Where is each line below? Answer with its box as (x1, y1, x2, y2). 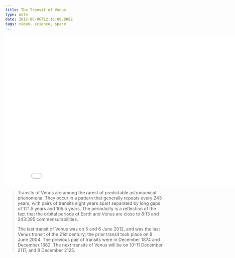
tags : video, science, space (5, 21, 66, 27)
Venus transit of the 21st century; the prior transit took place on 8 (17, 231, 153, 237)
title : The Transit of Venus (5, 7, 66, 13)
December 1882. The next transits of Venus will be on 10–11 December (17, 242, 163, 248)
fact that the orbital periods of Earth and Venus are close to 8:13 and (17, 211, 159, 217)
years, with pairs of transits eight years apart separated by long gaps (17, 200, 161, 206)
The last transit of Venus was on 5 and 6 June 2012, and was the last (17, 226, 160, 232)
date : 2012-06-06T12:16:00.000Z (5, 17, 73, 22)
